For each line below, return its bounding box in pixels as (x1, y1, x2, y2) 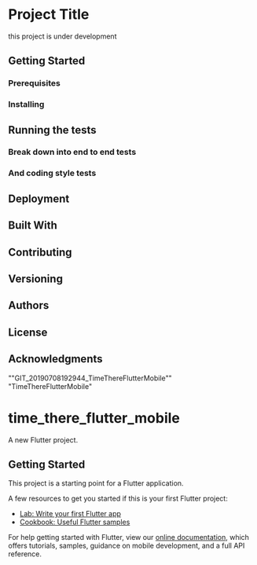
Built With (8, 218, 57, 233)
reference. (8, 549, 42, 559)
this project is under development (8, 31, 117, 41)
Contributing (8, 245, 72, 259)
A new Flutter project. (8, 435, 79, 445)
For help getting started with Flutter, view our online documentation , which (8, 533, 250, 542)
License (8, 325, 48, 339)
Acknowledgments (8, 352, 104, 366)
